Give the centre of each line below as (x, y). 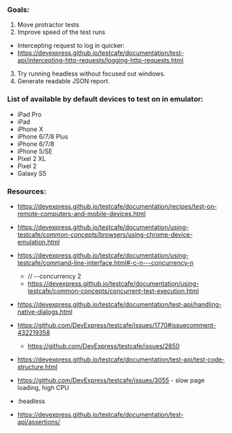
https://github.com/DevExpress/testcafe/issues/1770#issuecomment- (116, 325)
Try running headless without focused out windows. (91, 74)
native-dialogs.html (45, 312)
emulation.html (38, 241)
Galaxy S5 (32, 173)
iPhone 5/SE (35, 151)
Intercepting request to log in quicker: (71, 46)
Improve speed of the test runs (61, 32)
